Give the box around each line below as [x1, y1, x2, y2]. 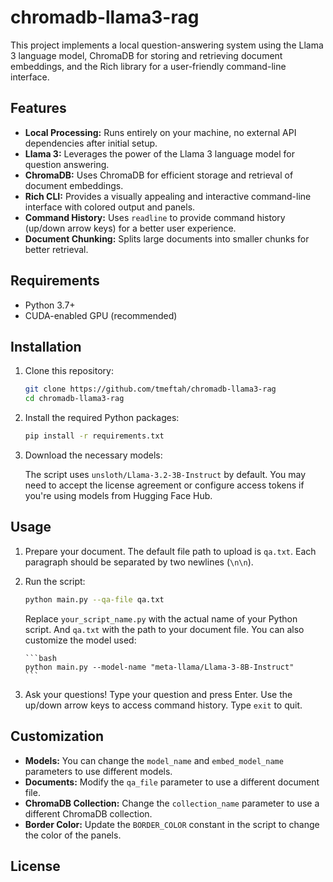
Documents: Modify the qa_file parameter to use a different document [24, 776, 320, 788]
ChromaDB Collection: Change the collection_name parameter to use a [24, 797, 320, 809]
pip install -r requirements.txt [24, 431, 165, 441]
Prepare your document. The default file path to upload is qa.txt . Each [24, 545, 317, 557]
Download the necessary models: [24, 449, 163, 461]
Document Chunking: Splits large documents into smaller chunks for [24, 232, 310, 245]
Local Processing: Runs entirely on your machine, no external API [24, 126, 297, 138]
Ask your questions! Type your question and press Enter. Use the [24, 688, 293, 700]
